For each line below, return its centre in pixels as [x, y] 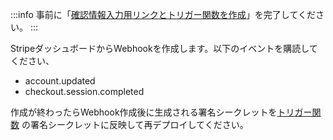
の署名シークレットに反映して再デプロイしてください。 [135, 124]
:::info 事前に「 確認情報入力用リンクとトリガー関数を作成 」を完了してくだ [163, 14]
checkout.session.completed [84, 91]
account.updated [60, 81]
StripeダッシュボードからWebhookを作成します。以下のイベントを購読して [164, 48]
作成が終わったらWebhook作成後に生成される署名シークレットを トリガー [161, 112]
